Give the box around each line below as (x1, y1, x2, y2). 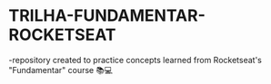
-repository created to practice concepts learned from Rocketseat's (8, 54, 263, 65)
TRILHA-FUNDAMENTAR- (8, 5, 206, 26)
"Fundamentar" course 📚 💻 (8, 64, 113, 75)
